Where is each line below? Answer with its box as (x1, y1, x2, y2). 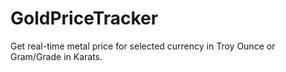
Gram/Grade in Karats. (10, 50, 103, 62)
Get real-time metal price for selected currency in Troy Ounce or (10, 40, 276, 52)
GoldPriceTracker (10, 7, 159, 30)
